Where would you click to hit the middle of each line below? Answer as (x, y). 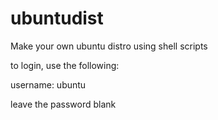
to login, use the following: (65, 65)
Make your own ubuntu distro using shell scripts (109, 46)
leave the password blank (63, 104)
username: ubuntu (48, 84)
